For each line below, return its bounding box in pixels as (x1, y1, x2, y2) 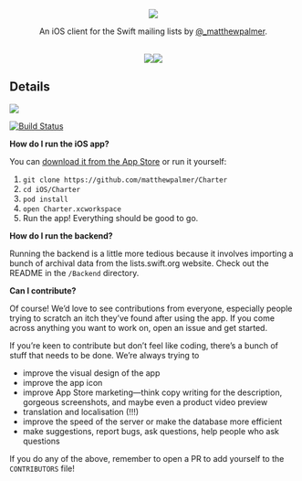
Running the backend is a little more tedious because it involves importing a (9, 248, 294, 259)
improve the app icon (22, 377, 103, 388)
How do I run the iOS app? (9, 138, 109, 149)
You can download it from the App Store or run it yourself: (9, 155, 227, 166)
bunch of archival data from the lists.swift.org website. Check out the (9, 257, 269, 269)
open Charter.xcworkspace (22, 204, 121, 214)
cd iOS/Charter (22, 185, 81, 194)
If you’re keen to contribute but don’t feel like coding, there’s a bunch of (9, 339, 279, 351)
